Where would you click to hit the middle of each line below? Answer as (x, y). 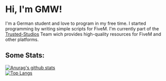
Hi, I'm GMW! (34, 9)
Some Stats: (25, 55)
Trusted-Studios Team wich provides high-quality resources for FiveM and (83, 34)
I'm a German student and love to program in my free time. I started (76, 23)
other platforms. (22, 39)
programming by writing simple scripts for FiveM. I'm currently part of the (82, 28)
